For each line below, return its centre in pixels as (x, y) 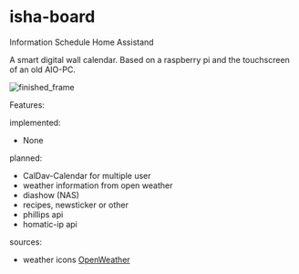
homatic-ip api (50, 224)
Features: (27, 105)
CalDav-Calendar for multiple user (87, 175)
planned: (26, 158)
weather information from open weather (98, 185)
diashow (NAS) (51, 195)
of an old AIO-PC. (42, 69)
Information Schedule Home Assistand (82, 42)
